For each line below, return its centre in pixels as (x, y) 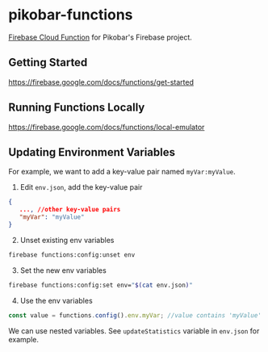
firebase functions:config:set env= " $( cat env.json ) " (101, 285)
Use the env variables (56, 300)
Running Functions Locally (77, 108)
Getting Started (48, 63)
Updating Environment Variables (92, 152)
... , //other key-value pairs (70, 210)
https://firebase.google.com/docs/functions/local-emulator (107, 127)
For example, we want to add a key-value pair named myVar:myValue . (122, 172)
